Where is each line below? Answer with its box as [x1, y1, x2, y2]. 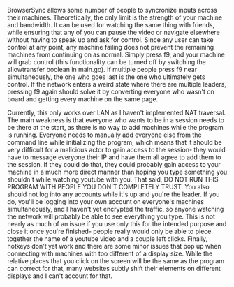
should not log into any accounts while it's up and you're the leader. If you [7, 190, 220, 198]
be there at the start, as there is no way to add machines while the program [7, 124, 224, 131]
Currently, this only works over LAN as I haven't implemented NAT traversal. [7, 108, 226, 117]
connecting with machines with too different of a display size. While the [7, 249, 213, 258]
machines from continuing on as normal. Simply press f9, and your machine [7, 50, 225, 59]
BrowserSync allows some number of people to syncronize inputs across [7, 6, 218, 14]
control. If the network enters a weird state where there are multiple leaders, [7, 80, 227, 88]
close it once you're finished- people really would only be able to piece [7, 227, 212, 235]
